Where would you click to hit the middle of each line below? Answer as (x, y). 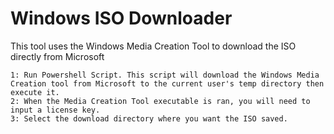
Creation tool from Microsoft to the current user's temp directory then (167, 83)
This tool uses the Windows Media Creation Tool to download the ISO (153, 46)
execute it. (35, 92)
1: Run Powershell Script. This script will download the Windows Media (165, 75)
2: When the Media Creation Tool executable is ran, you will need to (160, 101)
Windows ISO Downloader (121, 18)
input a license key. (55, 110)
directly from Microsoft (57, 56)
